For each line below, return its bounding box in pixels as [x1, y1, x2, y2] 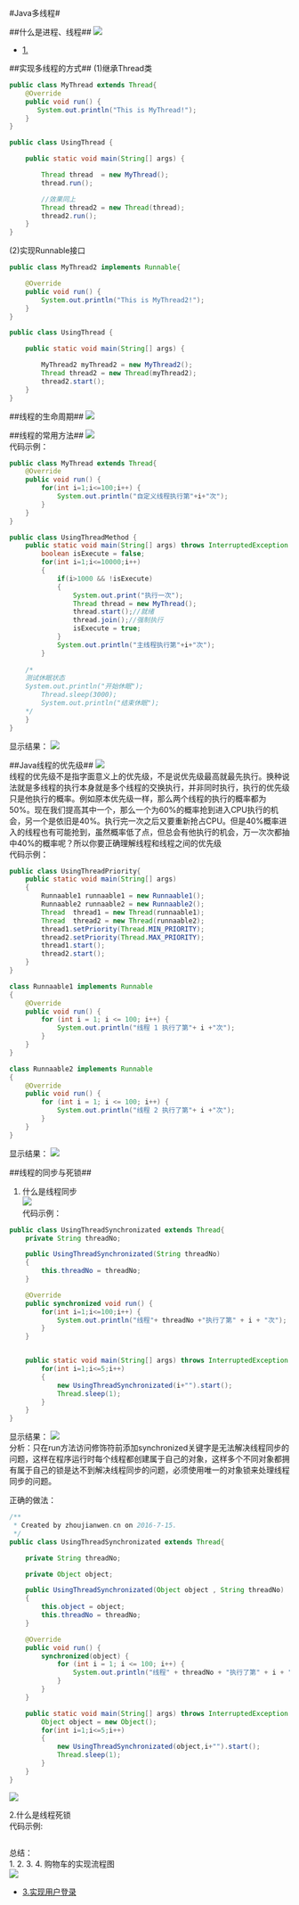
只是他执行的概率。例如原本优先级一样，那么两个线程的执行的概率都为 [9, 792, 267, 804]
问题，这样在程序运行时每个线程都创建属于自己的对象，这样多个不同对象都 [9, 1454, 282, 1465]
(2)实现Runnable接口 [9, 245, 86, 256]
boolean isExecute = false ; [41, 549, 145, 559]
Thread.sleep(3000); [41, 690, 117, 700]
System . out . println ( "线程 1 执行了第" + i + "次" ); [56, 1023, 236, 1032]
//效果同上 [41, 194, 77, 203]
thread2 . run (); [41, 211, 98, 220]
